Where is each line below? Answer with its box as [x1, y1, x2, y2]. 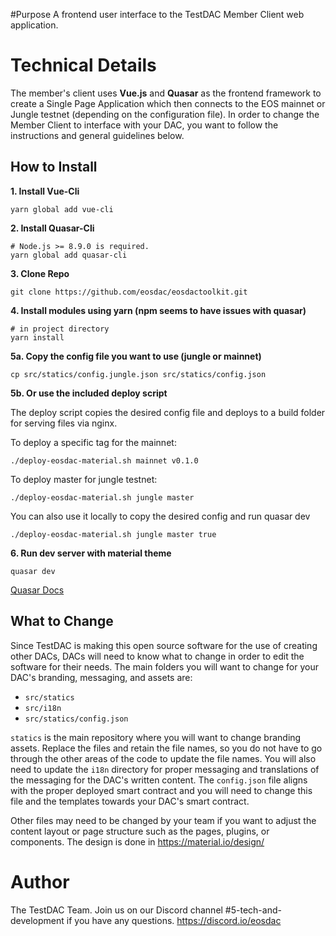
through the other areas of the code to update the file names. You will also [10, 752, 317, 764]
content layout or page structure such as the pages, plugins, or [10, 825, 270, 837]
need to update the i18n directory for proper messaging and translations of [10, 763, 320, 775]
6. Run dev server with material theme [10, 547, 172, 559]
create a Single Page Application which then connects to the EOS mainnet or [10, 97, 326, 109]
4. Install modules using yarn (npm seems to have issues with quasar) [10, 304, 307, 316]
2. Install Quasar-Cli [10, 222, 95, 234]
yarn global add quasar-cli [10, 250, 128, 260]
